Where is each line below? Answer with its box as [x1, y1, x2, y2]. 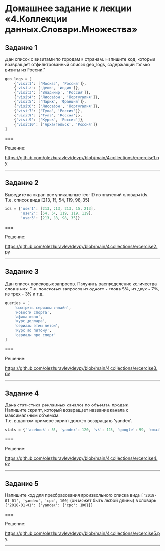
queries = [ [5, 300, 29, 305]
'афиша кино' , [14, 314, 43, 319]
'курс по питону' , [14, 328, 52, 333]
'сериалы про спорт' [14, 332, 56, 337]
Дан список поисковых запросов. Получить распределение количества [5, 281, 157, 287]
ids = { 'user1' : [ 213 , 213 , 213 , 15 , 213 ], [5, 206, 96, 211]
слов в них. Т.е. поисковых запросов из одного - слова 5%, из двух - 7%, [5, 286, 160, 291]
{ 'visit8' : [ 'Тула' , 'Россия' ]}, [14, 113, 82, 118]
